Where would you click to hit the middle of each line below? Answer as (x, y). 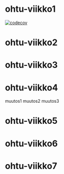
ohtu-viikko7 (31, 166)
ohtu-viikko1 (30, 9)
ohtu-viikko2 (31, 43)
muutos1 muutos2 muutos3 (32, 101)
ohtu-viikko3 (32, 65)
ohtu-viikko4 (32, 87)
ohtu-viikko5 (31, 121)
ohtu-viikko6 (32, 143)
